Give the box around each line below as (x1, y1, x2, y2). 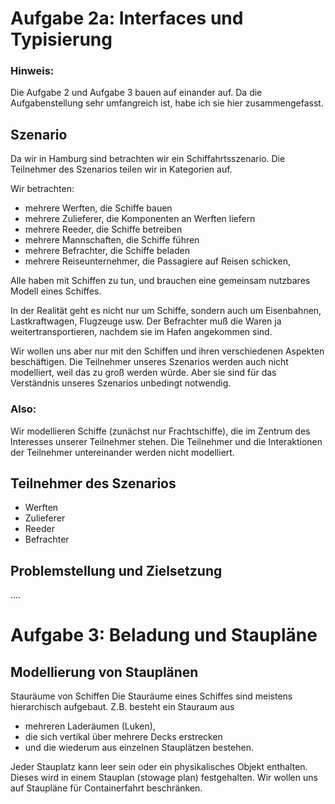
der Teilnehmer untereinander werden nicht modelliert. (10, 446, 235, 458)
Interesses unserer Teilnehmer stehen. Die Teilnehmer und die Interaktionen (10, 435, 323, 447)
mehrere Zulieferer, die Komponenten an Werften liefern (24, 213, 256, 225)
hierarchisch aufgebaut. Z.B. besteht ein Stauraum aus (10, 701, 235, 713)
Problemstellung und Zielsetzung (10, 562, 223, 579)
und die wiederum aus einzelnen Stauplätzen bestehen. (24, 742, 254, 754)
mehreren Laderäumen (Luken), (24, 720, 156, 732)
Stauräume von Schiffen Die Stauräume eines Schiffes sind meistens (10, 690, 293, 702)
